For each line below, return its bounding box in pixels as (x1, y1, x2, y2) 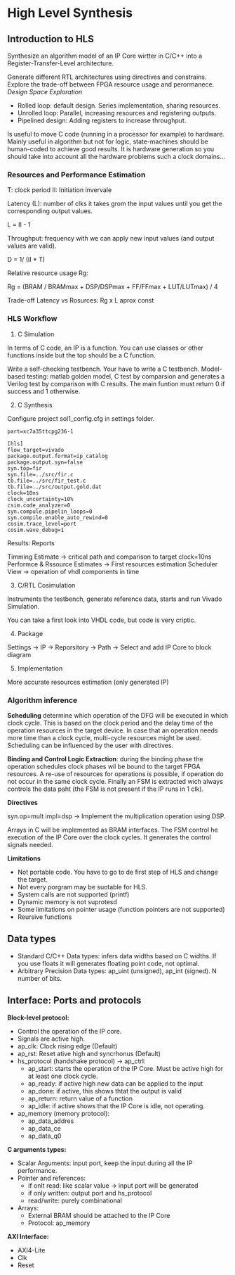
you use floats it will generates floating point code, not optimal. (17, 959, 200, 968)
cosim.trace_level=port (7, 520, 77, 527)
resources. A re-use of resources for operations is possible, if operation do (7, 769, 224, 778)
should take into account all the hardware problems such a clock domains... (7, 153, 226, 160)
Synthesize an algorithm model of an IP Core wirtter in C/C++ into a (7, 51, 203, 60)
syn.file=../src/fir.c (7, 471, 74, 478)
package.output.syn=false (7, 459, 83, 466)
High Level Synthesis (7, 5, 133, 21)
